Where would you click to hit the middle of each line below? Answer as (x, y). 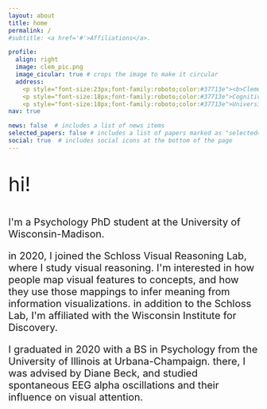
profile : (23, 53)
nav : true (25, 111)
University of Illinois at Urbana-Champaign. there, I (127, 361)
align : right (37, 60)
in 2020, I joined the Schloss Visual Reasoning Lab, (128, 256)
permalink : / (30, 30)
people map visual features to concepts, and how (124, 280)
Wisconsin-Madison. (56, 234)
